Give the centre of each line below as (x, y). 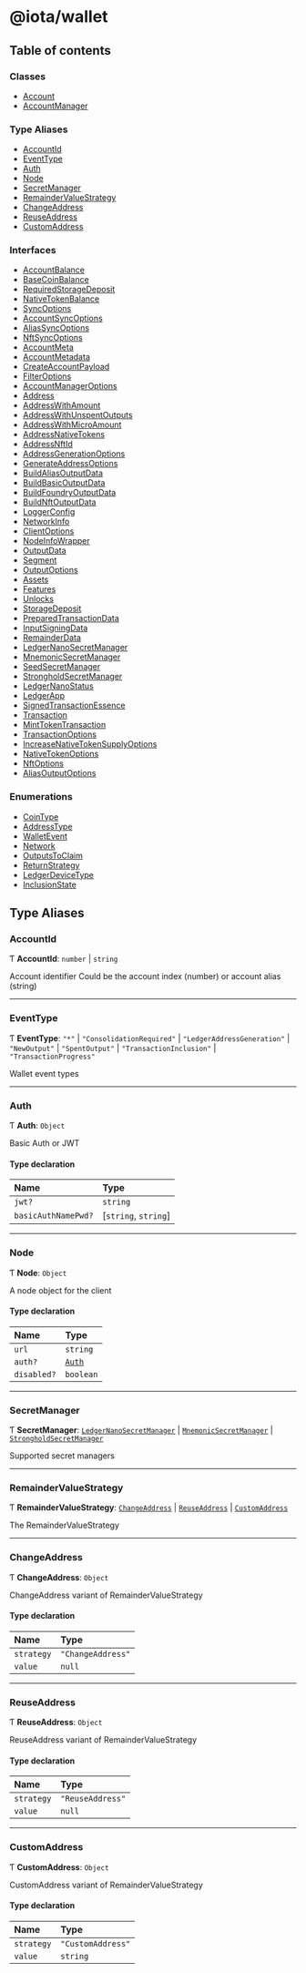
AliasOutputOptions (59, 773)
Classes (28, 77)
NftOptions (43, 763)
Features (39, 589)
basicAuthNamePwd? (54, 1216)
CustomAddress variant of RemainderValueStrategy (106, 1885)
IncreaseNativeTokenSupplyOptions (90, 744)
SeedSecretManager (61, 667)
